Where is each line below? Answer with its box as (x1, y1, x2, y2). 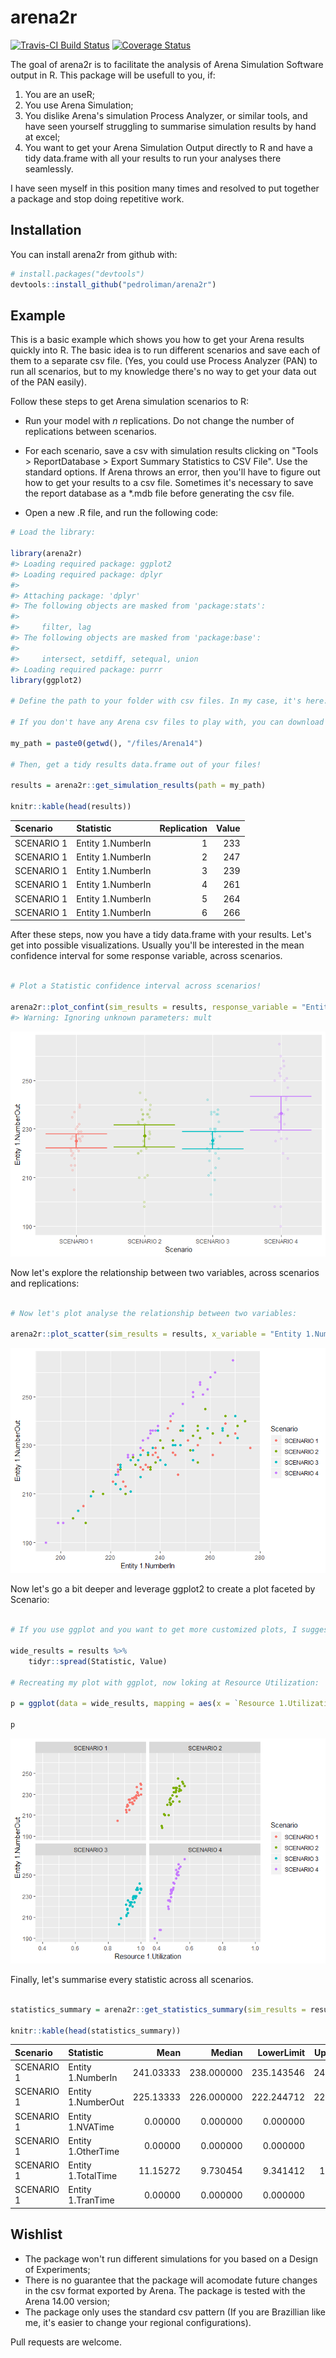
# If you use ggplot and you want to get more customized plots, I (10, 1625, 298, 1635)
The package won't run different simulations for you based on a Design (24, 2252, 318, 2265)
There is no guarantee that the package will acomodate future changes (24, 2274, 318, 2286)
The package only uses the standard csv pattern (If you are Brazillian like (24, 2306, 327, 2318)
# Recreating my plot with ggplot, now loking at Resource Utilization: (10, 1677, 320, 1688)
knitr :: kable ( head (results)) (10, 802, 132, 812)
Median (210, 2046, 243, 2058)
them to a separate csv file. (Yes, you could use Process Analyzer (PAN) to (10, 355, 318, 367)
